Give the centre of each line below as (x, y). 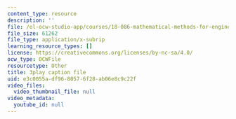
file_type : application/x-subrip (56, 40)
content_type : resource (42, 14)
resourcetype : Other (38, 66)
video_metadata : (31, 99)
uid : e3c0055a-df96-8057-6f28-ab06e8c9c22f (72, 79)
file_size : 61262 (33, 33)
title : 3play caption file (47, 72)
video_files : (26, 85)
